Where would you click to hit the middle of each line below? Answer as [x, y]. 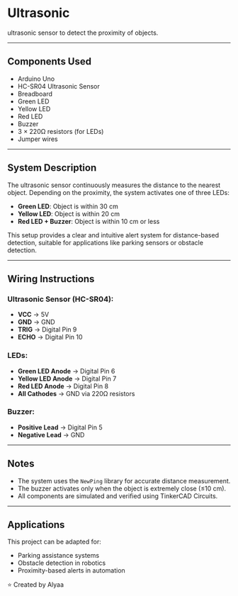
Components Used [50, 62]
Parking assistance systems [58, 556]
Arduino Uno [36, 79]
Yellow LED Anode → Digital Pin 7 [67, 378]
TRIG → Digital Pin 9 [47, 330]
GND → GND [36, 322]
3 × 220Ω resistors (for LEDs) [61, 131]
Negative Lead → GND [51, 434]
